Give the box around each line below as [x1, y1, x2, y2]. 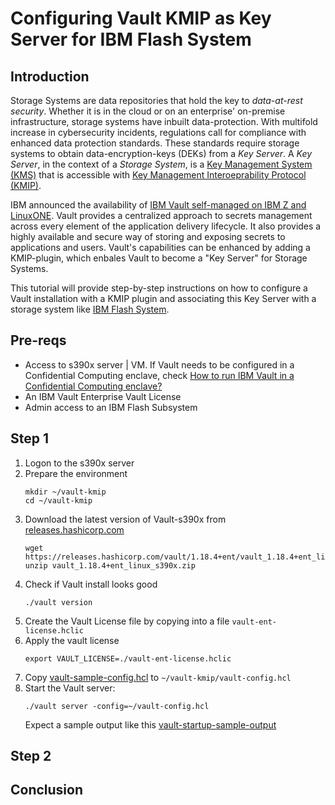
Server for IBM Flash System [10, 28, 252, 51]
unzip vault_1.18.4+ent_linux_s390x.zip [24, 560, 196, 571]
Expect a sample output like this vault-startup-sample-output [24, 718, 277, 731]
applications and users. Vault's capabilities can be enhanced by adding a [10, 242, 311, 253]
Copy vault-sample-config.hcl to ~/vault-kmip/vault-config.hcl [24, 671, 292, 683]
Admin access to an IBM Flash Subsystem [24, 401, 198, 413]
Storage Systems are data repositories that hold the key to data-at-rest [10, 95, 303, 106]
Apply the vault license [24, 634, 120, 646]
